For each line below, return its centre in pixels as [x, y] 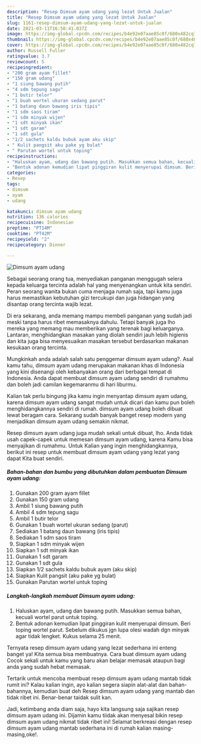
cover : [15, 45]
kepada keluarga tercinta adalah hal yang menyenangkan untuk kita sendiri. [100, 285]
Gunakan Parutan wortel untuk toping [61, 582]
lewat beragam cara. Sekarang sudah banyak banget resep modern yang [97, 415]
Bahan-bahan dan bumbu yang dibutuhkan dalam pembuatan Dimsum [97, 472]
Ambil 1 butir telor [37, 519]
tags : [13, 184]
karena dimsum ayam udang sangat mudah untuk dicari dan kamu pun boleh [101, 402]
